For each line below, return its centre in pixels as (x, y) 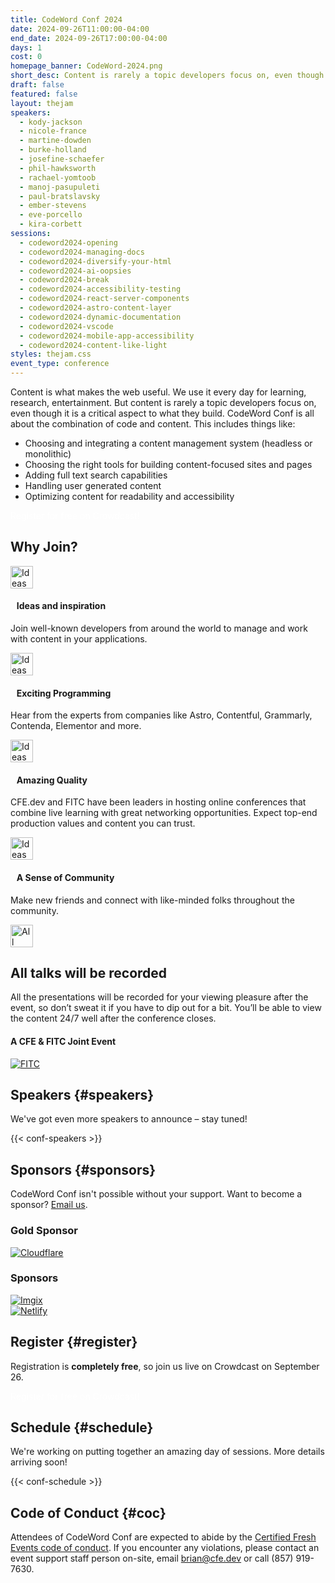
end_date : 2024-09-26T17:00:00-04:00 (89, 38)
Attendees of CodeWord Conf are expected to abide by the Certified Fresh (163, 1537)
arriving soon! (39, 1462)
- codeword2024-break (64, 280)
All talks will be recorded (89, 973)
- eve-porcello (51, 215)
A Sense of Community (65, 878)
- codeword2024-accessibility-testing (100, 289)
